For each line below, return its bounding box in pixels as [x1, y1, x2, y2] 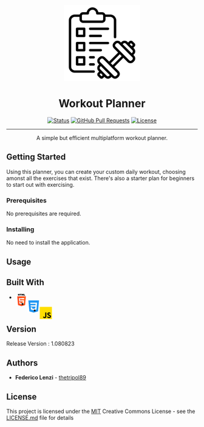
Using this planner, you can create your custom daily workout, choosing [6, 168, 186, 175]
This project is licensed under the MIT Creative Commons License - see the [6, 408, 195, 415]
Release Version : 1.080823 [6, 340, 75, 347]
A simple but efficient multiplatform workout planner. [36, 134, 168, 141]
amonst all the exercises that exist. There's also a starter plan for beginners [6, 175, 195, 182]
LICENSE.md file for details [6, 414, 74, 421]
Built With [6, 277, 44, 288]
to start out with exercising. [6, 181, 75, 188]
